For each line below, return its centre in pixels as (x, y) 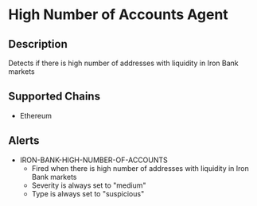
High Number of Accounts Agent (118, 15)
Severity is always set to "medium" (89, 185)
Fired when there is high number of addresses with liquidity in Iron (140, 168)
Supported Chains (55, 97)
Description (38, 44)
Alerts (24, 141)
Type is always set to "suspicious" (88, 193)
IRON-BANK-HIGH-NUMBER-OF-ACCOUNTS (94, 160)
